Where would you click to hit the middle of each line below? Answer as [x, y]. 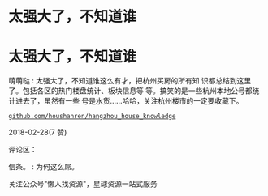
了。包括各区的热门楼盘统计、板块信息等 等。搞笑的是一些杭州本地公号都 [130, 91]
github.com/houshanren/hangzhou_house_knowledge [92, 117]
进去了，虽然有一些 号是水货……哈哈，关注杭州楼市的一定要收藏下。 [129, 101]
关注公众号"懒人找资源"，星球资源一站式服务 [83, 184]
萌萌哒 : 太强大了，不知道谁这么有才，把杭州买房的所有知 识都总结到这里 [130, 81]
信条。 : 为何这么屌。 [43, 167]
